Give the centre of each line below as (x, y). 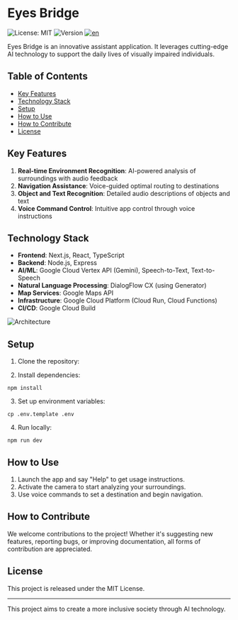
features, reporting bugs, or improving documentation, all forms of (104, 541)
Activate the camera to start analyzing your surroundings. (102, 487)
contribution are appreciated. (50, 549)
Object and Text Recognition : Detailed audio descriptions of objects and (124, 193)
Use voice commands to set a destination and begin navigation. (110, 494)
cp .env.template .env (41, 414)
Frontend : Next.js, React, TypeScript (71, 255)
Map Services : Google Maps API (66, 293)
